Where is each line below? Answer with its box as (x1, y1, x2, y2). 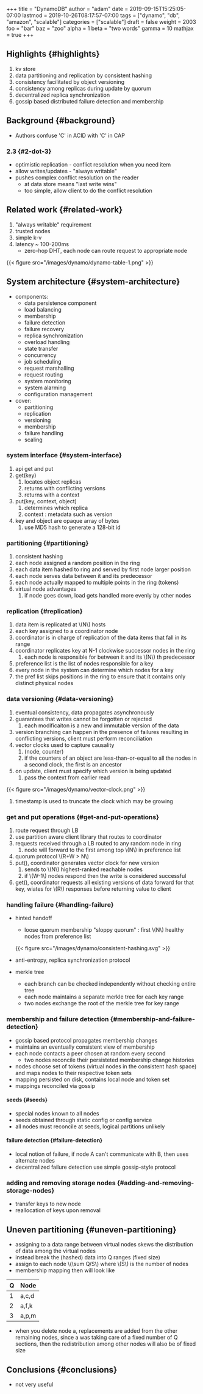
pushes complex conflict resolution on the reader (15, 174, 139, 181)
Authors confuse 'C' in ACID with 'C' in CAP (15, 132, 125, 139)
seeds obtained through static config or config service (15, 1116, 152, 1123)
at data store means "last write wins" (24, 180, 117, 187)
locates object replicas (24, 478, 82, 485)
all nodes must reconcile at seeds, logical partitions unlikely (15, 1123, 165, 1130)
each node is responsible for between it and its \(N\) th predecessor (24, 653, 195, 661)
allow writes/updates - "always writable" (15, 167, 118, 174)
